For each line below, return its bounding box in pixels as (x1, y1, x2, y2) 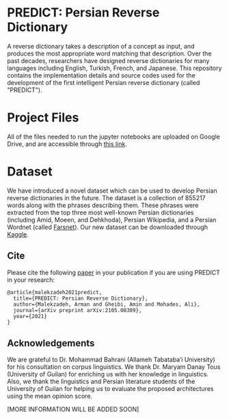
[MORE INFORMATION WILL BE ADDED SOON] (7, 405, 139, 414)
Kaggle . (7, 230, 29, 238)
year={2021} (13, 313, 48, 320)
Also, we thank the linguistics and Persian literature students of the (7, 377, 196, 385)
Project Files (7, 110, 79, 125)
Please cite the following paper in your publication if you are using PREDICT (7, 268, 221, 276)
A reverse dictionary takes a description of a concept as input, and (7, 42, 195, 50)
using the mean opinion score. (7, 392, 93, 400)
